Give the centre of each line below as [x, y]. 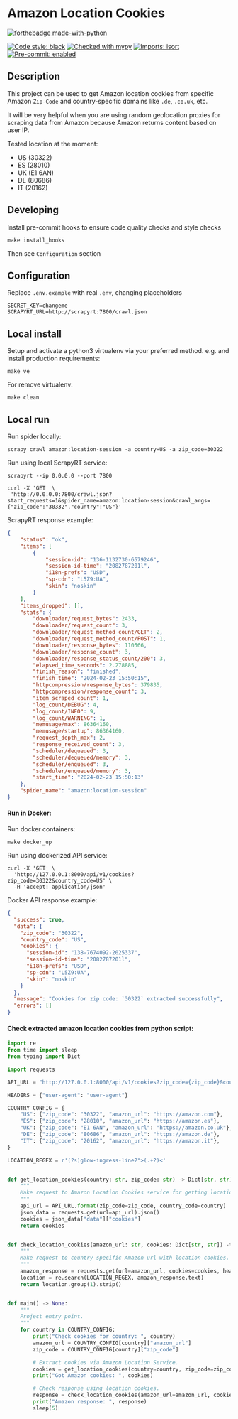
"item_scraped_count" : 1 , [71, 698]
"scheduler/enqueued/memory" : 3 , [82, 771]
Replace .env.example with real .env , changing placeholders [95, 293]
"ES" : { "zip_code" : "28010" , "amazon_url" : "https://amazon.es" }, [120, 1121]
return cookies [42, 1226]
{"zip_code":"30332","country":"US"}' [64, 507]
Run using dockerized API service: [57, 856]
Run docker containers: [41, 829]
